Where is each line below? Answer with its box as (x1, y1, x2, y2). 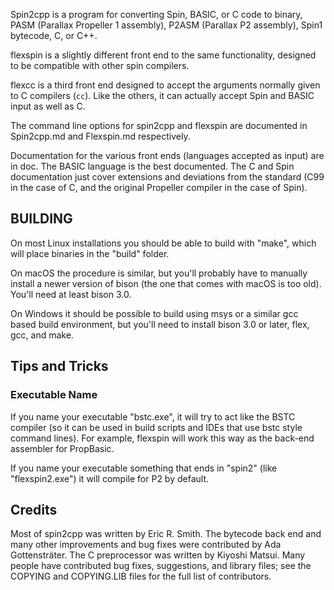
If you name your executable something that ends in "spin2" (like (10, 462, 278, 474)
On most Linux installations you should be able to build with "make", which (10, 237, 317, 249)
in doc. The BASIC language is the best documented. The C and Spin (10, 160, 295, 172)
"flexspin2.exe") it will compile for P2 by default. (10, 472, 210, 484)
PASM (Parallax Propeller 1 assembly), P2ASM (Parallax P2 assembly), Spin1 (10, 19, 323, 31)
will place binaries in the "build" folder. (10, 247, 170, 259)
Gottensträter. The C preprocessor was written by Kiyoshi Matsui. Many (10, 549, 306, 561)
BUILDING (10, 210, 73, 228)
